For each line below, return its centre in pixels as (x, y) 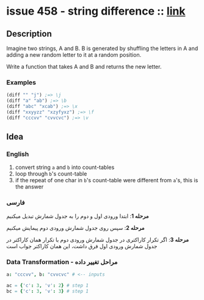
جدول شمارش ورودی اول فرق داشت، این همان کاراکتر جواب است (82, 246)
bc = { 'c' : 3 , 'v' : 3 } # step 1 (47, 291)
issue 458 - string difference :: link (96, 11)
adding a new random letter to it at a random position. (74, 55)
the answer (29, 187)
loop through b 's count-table (51, 174)
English (18, 154)
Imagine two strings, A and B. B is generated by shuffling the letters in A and (102, 48)
